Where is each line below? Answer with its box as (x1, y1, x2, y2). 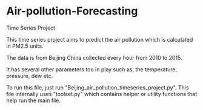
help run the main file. (6, 97, 61, 104)
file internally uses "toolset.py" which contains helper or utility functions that (6, 90, 198, 97)
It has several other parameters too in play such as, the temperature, (6, 65, 178, 73)
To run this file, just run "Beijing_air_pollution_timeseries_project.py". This (6, 83, 189, 91)
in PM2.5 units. (6, 42, 44, 50)
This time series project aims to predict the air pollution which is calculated (6, 36, 193, 43)
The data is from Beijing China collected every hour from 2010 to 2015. (6, 54, 183, 61)
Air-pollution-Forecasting (6, 4, 138, 18)
